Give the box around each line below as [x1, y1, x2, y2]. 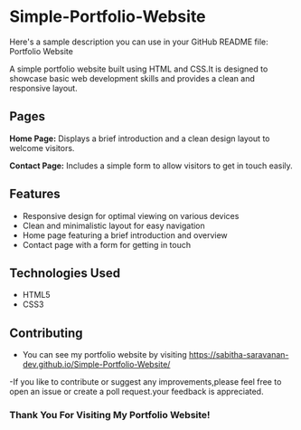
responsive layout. [9, 82, 79, 93]
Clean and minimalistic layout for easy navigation [22, 220, 205, 231]
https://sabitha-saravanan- [188, 349, 289, 360]
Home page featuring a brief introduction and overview [22, 229, 228, 241]
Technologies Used [9, 265, 120, 281]
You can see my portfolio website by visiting [22, 349, 187, 360]
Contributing [9, 325, 83, 340]
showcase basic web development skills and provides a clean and [9, 72, 255, 83]
